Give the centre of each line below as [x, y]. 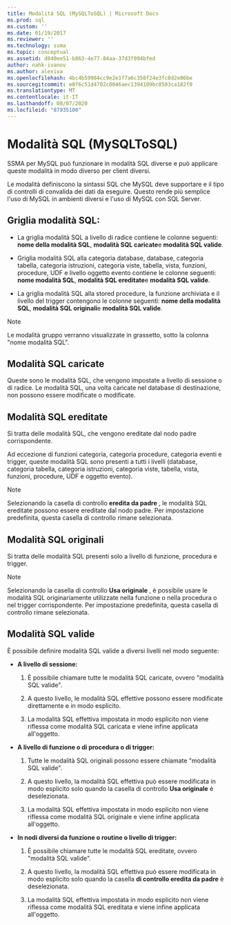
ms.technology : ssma [37, 46]
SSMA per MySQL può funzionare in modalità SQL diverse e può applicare [113, 163]
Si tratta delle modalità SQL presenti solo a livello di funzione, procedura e [112, 556]
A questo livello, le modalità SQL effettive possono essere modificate [125, 698]
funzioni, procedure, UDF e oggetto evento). [70, 476]
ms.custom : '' [28, 26]
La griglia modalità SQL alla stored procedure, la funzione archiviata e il [118, 293]
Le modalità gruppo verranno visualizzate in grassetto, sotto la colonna [108, 335]
